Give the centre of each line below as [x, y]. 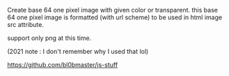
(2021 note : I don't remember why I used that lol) [78, 51]
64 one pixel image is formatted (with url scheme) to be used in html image [115, 17]
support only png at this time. [49, 38]
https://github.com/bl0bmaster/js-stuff [63, 65]
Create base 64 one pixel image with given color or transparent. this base [112, 10]
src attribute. [25, 25]
